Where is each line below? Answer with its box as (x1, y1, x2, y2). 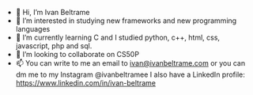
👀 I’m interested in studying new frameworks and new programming (15, 16, 237, 25)
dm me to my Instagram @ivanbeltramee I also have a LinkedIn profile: (15, 70, 245, 79)
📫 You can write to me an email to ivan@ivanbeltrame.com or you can (15, 59, 246, 67)
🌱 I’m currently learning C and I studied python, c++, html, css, (15, 32, 220, 42)
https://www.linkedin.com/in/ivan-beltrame (15, 78, 157, 87)
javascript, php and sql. (15, 41, 93, 51)
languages (15, 25, 51, 33)
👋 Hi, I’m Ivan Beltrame (15, 8, 90, 17)
